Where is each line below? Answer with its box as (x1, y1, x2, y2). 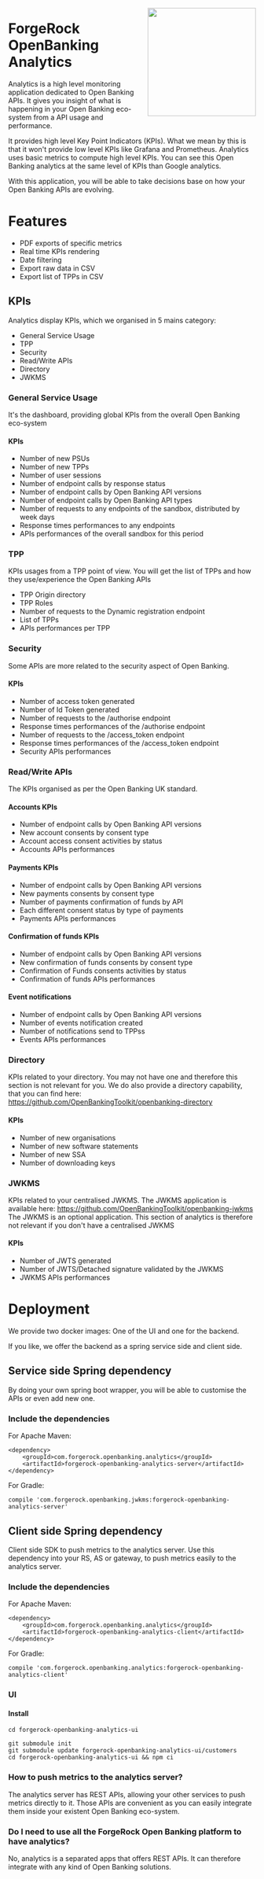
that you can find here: (8, 1089, 82, 1099)
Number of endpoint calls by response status (19, 479, 167, 488)
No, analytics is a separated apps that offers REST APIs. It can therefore (8, 1853, 241, 1863)
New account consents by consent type (19, 828, 149, 838)
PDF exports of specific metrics (19, 238, 123, 248)
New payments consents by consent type (19, 889, 155, 898)
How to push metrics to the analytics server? (8, 1772, 183, 1783)
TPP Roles (19, 599, 53, 608)
